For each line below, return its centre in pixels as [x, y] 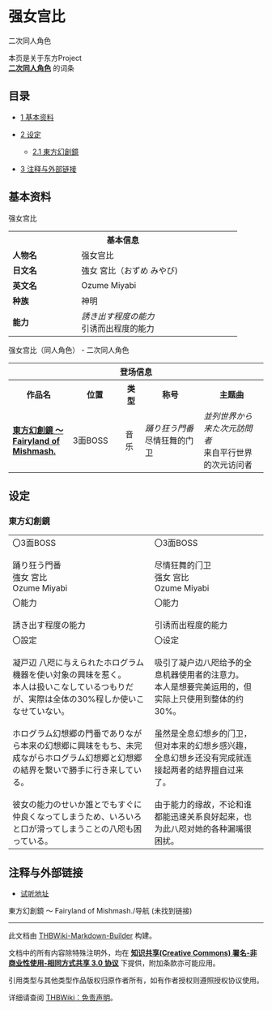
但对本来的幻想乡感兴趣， [203, 746]
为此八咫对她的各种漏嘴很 [203, 829]
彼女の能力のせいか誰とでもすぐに [77, 805]
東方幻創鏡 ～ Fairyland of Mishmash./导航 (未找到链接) [100, 911]
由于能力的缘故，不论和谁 [203, 805]
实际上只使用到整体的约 [199, 699]
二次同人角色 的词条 [41, 68]
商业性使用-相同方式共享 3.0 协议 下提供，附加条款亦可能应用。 [114, 963]
